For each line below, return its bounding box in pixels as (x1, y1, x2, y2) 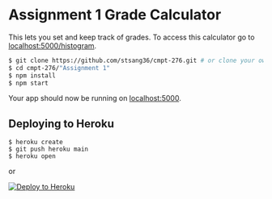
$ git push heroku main (8, 145, 89, 154)
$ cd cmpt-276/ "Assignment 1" (8, 64, 111, 72)
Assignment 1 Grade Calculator (8, 6, 222, 24)
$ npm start (8, 79, 49, 87)
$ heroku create (8, 139, 63, 147)
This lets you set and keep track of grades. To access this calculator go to (8, 32, 255, 42)
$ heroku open (8, 152, 57, 160)
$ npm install (8, 71, 57, 80)
